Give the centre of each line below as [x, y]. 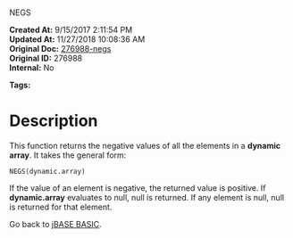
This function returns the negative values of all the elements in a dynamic [145, 146]
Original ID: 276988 [46, 58]
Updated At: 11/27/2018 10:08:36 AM [77, 39]
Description [54, 121]
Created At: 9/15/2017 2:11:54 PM [71, 30]
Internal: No [32, 68]
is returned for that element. [61, 207]
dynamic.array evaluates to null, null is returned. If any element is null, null [146, 198]
